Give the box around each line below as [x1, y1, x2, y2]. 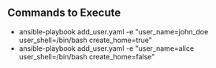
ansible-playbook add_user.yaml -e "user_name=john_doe [18, 27, 209, 36]
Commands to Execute [7, 6, 121, 20]
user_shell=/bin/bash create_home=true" [18, 35, 153, 45]
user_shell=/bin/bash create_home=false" [18, 52, 155, 61]
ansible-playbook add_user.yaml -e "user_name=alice [18, 43, 195, 53]
